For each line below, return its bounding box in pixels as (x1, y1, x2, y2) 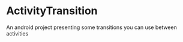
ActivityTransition (6, 4, 98, 18)
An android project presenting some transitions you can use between (6, 24, 177, 31)
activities (6, 30, 29, 37)
